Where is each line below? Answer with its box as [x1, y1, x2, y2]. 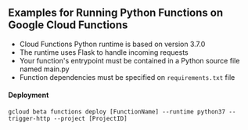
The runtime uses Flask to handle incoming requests [19, 47, 189, 57]
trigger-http [8, 115, 51, 123]
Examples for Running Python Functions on [8, 6, 224, 20]
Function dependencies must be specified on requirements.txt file [19, 72, 235, 81]
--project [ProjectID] [53, 115, 128, 123]
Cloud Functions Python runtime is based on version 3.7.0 [19, 39, 206, 49]
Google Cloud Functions [8, 19, 128, 32]
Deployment [8, 90, 49, 100]
